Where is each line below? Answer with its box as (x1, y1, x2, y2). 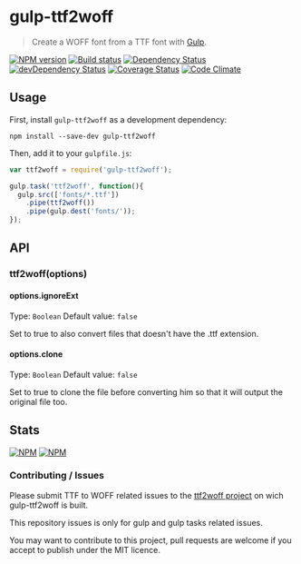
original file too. (9, 396, 68, 407)
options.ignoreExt (9, 290, 79, 301)
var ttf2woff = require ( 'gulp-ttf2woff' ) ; (9, 165, 172, 174)
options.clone (9, 349, 63, 360)
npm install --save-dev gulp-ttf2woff (9, 132, 156, 141)
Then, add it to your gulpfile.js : (9, 147, 132, 158)
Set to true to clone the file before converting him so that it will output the (9, 386, 284, 397)
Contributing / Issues (9, 470, 105, 482)
